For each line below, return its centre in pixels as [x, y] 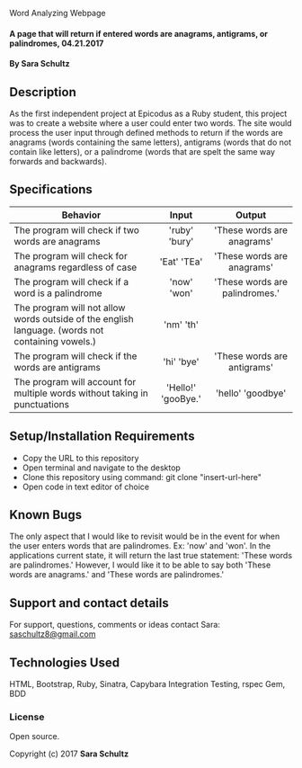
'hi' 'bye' [181, 362]
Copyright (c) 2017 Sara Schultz [69, 754]
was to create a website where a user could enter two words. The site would [151, 123]
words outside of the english [74, 318]
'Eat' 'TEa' [181, 262]
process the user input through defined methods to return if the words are [146, 133]
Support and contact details [89, 603]
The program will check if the [75, 356]
